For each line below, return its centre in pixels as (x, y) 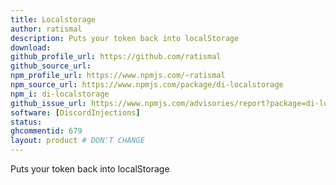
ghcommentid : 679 (46, 131)
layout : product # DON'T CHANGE (77, 141)
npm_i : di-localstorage (60, 94)
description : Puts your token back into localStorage (125, 38)
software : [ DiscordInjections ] (75, 112)
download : (31, 47)
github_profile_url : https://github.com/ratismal (116, 57)
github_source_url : (51, 66)
